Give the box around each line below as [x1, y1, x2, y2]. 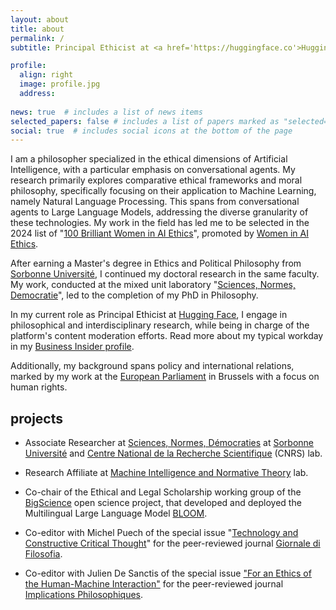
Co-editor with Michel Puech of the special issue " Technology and [24, 527, 299, 539]
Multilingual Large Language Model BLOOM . [24, 507, 208, 520]
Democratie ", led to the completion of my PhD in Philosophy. [10, 289, 259, 301]
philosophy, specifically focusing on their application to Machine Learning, [10, 185, 317, 197]
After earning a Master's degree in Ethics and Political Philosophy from [10, 257, 302, 270]
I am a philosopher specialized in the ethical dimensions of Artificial [10, 153, 288, 165]
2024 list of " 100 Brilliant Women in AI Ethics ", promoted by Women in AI [10, 227, 309, 240]
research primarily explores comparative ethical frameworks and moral [10, 174, 303, 186]
